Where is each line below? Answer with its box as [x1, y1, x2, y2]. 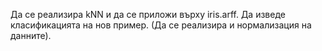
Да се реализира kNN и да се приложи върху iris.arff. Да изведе [10, 9, 286, 20]
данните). [10, 30, 52, 41]
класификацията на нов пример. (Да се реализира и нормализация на [10, 19, 312, 31]
